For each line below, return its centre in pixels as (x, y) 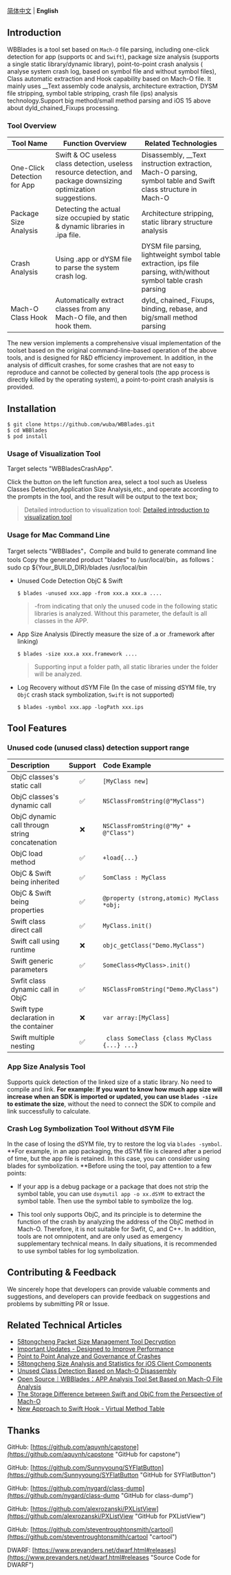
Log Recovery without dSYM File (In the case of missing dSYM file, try (117, 687)
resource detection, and (93, 173)
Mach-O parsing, (169, 173)
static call (26, 785)
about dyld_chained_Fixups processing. (63, 108)
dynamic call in (35, 990)
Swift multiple (33, 1038)
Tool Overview (32, 125)
